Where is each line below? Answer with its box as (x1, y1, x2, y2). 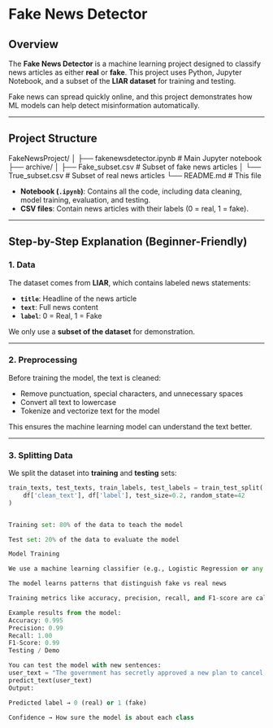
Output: (8, 684, 35, 692)
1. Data (8, 259, 36, 271)
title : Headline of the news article (19, 294, 137, 303)
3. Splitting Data (8, 449, 73, 460)
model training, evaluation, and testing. (19, 194, 151, 204)
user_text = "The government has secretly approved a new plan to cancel (8, 669, 264, 678)
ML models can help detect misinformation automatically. (8, 101, 201, 110)
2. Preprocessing (8, 355, 78, 366)
